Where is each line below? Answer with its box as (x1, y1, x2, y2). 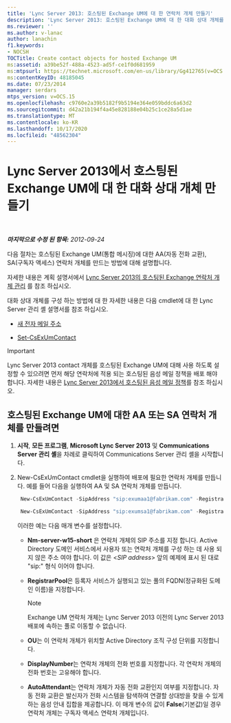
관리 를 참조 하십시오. (14, 282, 71, 290)
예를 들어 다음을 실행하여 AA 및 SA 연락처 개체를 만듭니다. (26, 482, 182, 490)
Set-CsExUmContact (16, 333, 77, 342)
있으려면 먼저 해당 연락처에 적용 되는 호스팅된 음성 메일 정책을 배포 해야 (27, 370, 218, 378)
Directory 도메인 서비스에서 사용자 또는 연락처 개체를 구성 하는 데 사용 (27, 545, 215, 553)
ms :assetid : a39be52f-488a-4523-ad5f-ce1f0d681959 (7, 61, 155, 68)
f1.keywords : (7, 42, 45, 49)
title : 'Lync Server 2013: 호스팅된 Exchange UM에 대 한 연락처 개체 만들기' (7, 10, 214, 17)
